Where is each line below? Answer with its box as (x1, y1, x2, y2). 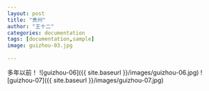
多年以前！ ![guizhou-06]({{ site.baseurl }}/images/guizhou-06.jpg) (7, 68, 199, 77)
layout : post (7, 10, 45, 17)
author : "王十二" (7, 23, 54, 30)
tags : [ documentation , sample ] (7, 36, 95, 43)
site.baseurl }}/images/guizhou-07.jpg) (53, 76, 165, 84)
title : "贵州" (7, 17, 47, 23)
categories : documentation (7, 29, 85, 37)
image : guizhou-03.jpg (7, 42, 73, 49)
